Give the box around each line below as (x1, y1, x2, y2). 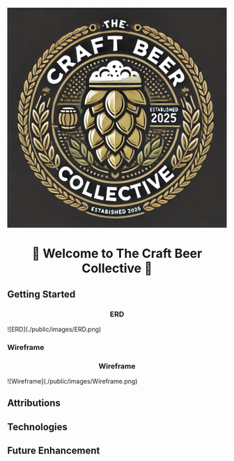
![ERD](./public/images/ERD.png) (7, 325, 102, 333)
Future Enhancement (7, 445, 100, 457)
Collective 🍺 (81, 261, 153, 277)
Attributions (7, 397, 61, 409)
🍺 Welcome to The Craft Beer (31, 246, 203, 262)
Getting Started (7, 288, 76, 300)
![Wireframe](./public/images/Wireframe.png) (7, 377, 138, 386)
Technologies (7, 420, 68, 433)
